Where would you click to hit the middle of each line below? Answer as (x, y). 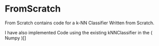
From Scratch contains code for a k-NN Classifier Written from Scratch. (79, 23)
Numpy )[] (16, 38)
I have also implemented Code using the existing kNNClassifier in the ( (79, 32)
